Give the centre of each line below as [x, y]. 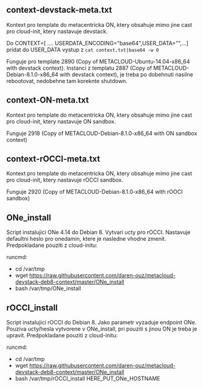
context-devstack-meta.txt [59, 10]
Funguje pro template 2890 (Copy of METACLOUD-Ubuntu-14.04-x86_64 [98, 61]
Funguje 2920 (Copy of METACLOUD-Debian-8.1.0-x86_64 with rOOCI [94, 192]
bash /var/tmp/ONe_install [48, 288]
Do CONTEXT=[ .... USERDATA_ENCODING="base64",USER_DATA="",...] [98, 43]
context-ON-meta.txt [48, 100]
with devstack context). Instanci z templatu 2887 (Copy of [79, 68]
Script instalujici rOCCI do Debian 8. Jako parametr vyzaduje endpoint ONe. [101, 323]
